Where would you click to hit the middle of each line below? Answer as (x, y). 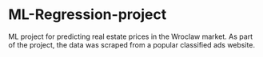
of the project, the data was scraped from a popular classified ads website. (132, 44)
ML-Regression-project (88, 15)
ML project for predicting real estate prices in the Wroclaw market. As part (131, 36)
